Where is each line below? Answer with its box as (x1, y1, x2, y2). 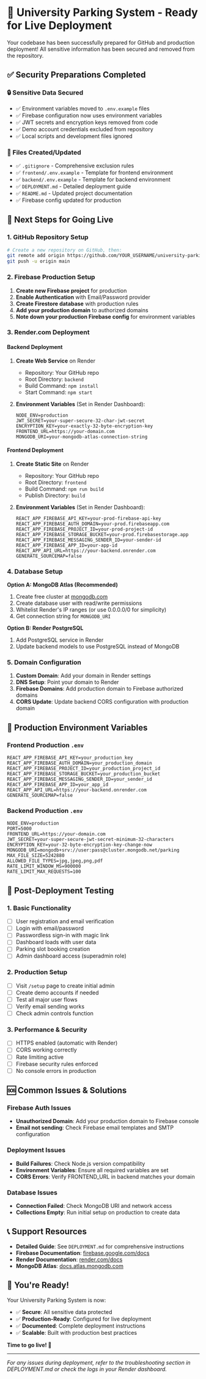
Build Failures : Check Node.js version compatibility (15, 1159, 145, 1167)
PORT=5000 (7, 826, 32, 832)
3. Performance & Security (7, 1026, 87, 1034)
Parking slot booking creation (15, 945, 90, 953)
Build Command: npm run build (24, 485, 105, 493)
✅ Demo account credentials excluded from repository (15, 125, 153, 133)
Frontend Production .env (7, 740, 84, 749)
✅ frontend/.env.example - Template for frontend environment (15, 169, 174, 176)
